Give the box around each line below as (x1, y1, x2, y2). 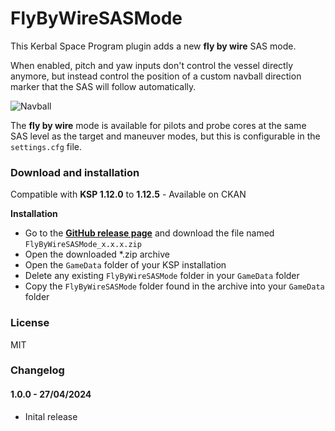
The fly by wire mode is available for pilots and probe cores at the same (10, 119, 307, 131)
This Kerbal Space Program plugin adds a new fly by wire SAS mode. (10, 40, 297, 52)
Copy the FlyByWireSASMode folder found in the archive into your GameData (24, 280, 325, 292)
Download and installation (10, 165, 140, 179)
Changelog (10, 363, 65, 377)
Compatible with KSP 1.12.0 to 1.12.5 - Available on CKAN (10, 188, 247, 201)
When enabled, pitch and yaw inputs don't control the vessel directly (10, 59, 294, 71)
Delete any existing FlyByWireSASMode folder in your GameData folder (24, 270, 300, 282)
